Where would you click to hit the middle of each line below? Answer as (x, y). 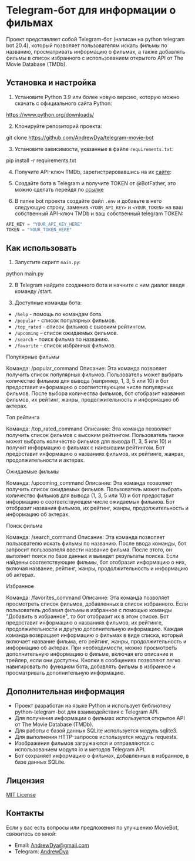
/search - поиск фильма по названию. (62, 339)
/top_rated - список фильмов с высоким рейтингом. (80, 327)
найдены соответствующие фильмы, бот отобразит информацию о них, (96, 562)
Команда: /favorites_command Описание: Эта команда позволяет (88, 598)
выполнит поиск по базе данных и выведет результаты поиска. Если (92, 556)
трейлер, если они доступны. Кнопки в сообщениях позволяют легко (93, 660)
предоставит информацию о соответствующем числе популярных (90, 387)
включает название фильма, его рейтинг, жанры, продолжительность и (96, 642)
